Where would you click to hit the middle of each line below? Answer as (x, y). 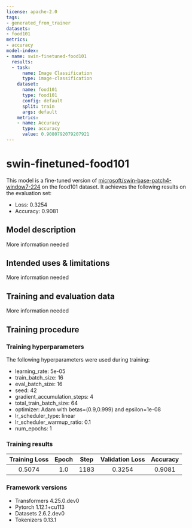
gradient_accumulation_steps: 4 (54, 396)
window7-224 (23, 187)
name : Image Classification (57, 73)
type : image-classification (57, 78)
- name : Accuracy (39, 123)
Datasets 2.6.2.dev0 (39, 513)
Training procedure (43, 330)
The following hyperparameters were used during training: (78, 359)
